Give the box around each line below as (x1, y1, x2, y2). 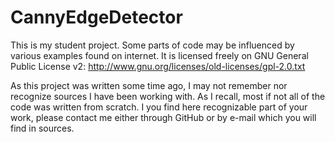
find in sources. (10, 122, 75, 134)
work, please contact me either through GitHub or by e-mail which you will (10, 111, 317, 123)
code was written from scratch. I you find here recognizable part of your (10, 101, 308, 113)
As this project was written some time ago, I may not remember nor (10, 79, 288, 91)
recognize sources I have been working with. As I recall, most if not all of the (10, 90, 326, 102)
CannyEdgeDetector (10, 6, 183, 29)
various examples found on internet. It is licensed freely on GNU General (10, 49, 309, 61)
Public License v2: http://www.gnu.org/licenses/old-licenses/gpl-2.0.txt (10, 60, 306, 72)
